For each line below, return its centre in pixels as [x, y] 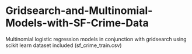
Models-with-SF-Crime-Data [77, 23]
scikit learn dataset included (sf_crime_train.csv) [64, 45]
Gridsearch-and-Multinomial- [79, 11]
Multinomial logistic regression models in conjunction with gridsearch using [96, 39]
